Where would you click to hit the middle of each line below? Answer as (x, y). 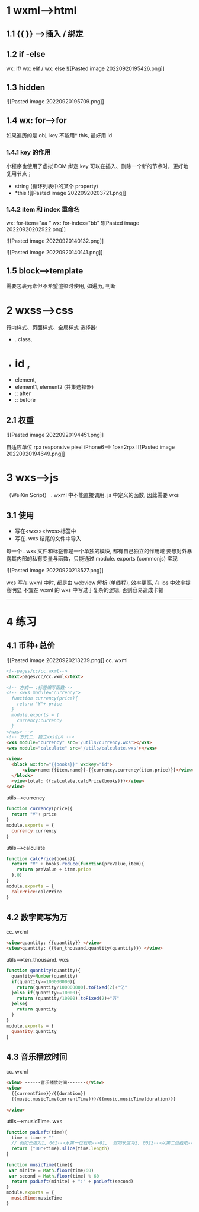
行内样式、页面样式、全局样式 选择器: (52, 328)
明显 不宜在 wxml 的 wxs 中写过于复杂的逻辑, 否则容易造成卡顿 (87, 590)
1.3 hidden (26, 87)
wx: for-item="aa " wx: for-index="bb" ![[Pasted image (73, 223)
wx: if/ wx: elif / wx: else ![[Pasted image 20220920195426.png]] (85, 68)
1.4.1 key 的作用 (28, 152)
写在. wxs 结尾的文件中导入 (48, 538)
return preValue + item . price (54, 870)
